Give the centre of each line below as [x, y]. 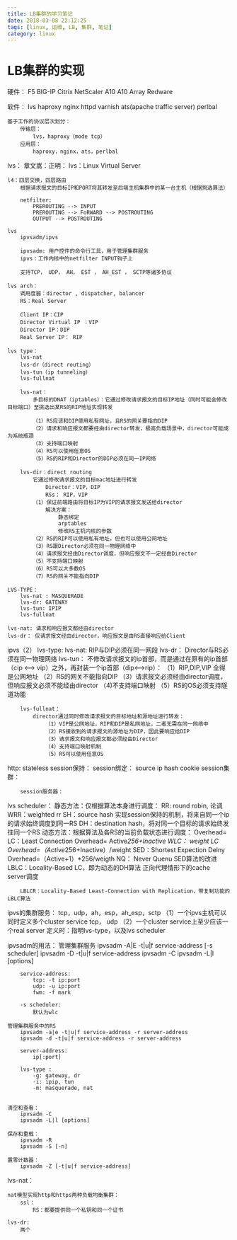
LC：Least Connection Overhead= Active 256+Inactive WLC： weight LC [113, 841]
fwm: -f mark [52, 993]
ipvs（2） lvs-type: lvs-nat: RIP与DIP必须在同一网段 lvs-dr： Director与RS [115, 650]
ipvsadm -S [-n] [44, 1147]
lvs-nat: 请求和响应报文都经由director [61, 628]
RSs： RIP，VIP [67, 495]
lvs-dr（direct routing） [57, 365]
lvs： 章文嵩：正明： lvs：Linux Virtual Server [74, 166]
